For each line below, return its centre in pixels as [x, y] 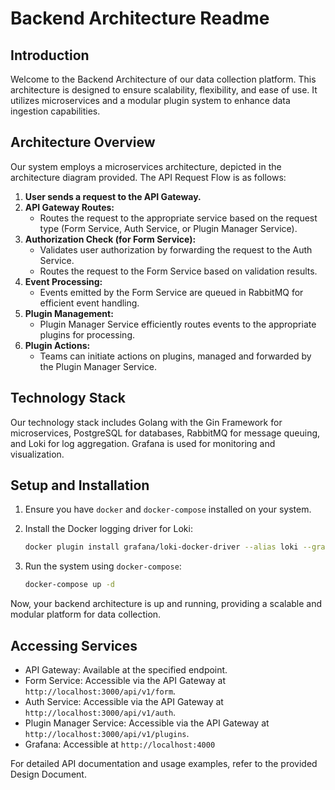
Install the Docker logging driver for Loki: [108, 529]
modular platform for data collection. [86, 614]
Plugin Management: [69, 313]
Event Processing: [63, 281]
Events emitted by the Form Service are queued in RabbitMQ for [171, 292]
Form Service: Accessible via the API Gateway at [125, 680]
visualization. [37, 454]
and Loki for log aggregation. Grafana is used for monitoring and [143, 443]
